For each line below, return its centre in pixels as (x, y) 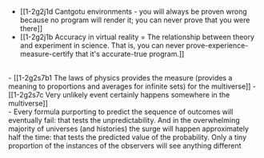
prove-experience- (217, 45)
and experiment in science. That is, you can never (102, 45)
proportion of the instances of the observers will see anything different (125, 146)
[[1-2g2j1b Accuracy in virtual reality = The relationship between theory (137, 37)
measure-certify (47, 54)
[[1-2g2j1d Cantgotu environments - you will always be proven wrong (133, 12)
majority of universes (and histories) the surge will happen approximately (129, 128)
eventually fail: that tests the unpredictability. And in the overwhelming (124, 120)
